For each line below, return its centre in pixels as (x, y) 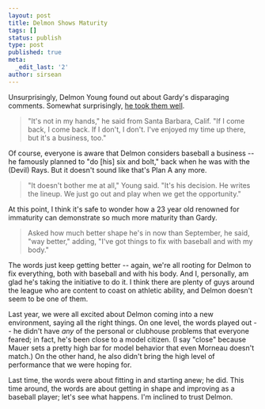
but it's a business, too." (67, 138)
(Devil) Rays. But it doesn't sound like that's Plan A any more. (108, 170)
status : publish (35, 38)
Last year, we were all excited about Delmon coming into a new (111, 314)
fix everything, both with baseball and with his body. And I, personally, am (129, 273)
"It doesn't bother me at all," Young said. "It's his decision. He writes (139, 185)
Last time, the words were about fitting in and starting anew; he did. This (126, 380)
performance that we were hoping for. (70, 365)
